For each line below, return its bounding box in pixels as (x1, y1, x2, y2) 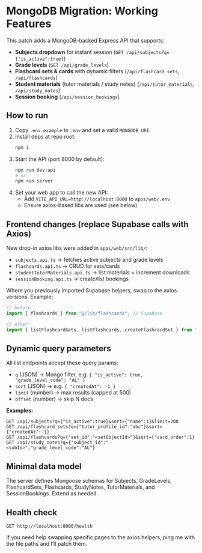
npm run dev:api (14, 167, 56, 173)
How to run (6, 110, 49, 121)
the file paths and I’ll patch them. (6, 540, 88, 547)
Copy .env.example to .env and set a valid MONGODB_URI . (14, 126, 151, 133)
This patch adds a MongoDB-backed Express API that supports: (6, 37, 165, 44)
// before (6, 305, 31, 311)
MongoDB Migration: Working (6, 4, 158, 18)
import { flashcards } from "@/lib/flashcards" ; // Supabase (6, 310, 163, 316)
